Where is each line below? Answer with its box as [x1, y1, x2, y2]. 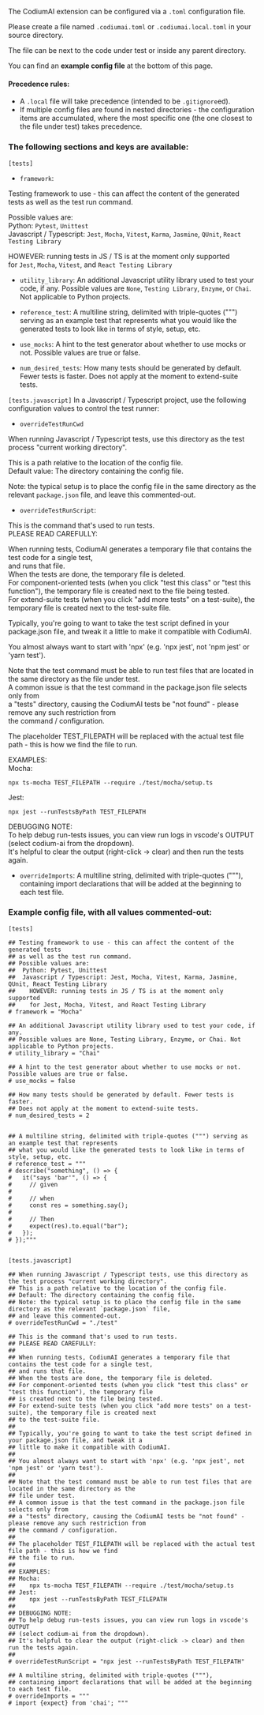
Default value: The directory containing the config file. [8, 466, 184, 476]
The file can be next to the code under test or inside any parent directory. [8, 46, 247, 55]
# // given [8, 1180, 58, 1188]
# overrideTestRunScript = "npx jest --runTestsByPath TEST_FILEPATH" [8, 1657, 245, 1665]
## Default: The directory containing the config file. [8, 1291, 195, 1299]
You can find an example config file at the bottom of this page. [8, 61, 214, 70]
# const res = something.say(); [8, 1201, 128, 1209]
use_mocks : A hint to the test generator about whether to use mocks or [19, 339, 247, 348]
